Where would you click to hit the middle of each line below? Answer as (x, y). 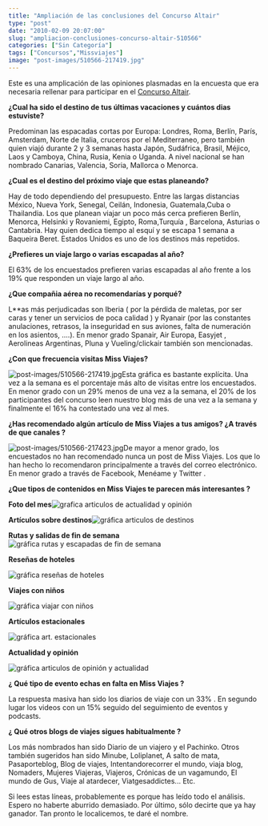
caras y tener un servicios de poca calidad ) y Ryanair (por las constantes (130, 318)
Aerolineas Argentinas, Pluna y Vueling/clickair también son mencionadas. (131, 343)
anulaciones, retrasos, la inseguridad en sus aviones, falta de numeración (130, 326)
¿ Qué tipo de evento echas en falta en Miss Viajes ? (96, 683)
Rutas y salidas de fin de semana (64, 535)
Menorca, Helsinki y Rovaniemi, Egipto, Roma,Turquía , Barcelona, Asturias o (134, 222)
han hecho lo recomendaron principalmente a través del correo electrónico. (133, 464)
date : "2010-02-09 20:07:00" (57, 30)
